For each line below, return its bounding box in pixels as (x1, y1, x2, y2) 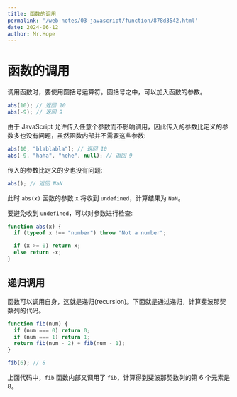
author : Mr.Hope (7, 30, 55, 38)
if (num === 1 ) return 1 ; (13, 333, 91, 341)
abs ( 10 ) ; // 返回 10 (7, 102, 66, 109)
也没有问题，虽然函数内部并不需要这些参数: (19, 131, 147, 139)
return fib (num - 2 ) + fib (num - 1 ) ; (13, 340, 126, 347)
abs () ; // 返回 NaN (7, 180, 63, 187)
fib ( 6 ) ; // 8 (7, 359, 46, 366)
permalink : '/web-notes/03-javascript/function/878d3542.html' (7, 17, 199, 24)
